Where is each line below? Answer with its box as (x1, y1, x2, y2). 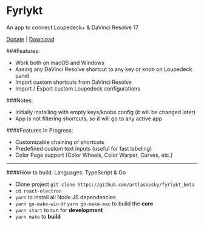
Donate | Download (6, 35, 55, 43)
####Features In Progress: (6, 126, 73, 134)
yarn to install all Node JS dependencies (15, 193, 117, 200)
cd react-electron (15, 188, 62, 194)
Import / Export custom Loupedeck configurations (15, 84, 141, 92)
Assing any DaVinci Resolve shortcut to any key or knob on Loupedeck (15, 65, 192, 73)
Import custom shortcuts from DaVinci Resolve (15, 78, 132, 86)
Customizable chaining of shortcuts (15, 138, 104, 146)
